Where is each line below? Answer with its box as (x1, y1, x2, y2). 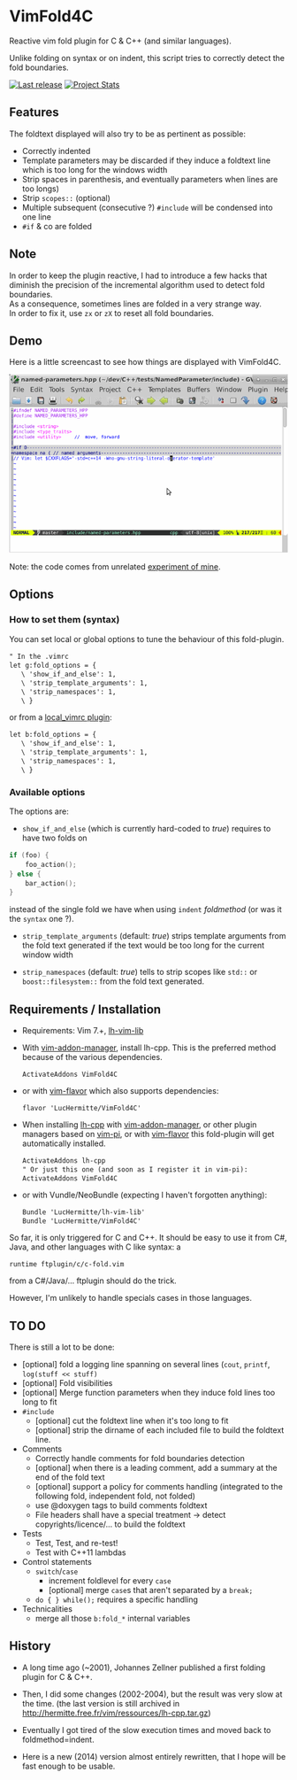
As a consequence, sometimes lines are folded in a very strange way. (9, 298, 263, 309)
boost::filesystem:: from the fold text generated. (21, 976, 205, 987)
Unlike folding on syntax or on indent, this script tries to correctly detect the (9, 52, 286, 63)
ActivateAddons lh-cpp (21, 1157, 106, 1165)
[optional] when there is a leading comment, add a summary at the (34, 1462, 278, 1473)
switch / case (34, 1566, 79, 1576)
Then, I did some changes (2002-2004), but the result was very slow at (21, 1689, 283, 1699)
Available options (9, 786, 86, 798)
